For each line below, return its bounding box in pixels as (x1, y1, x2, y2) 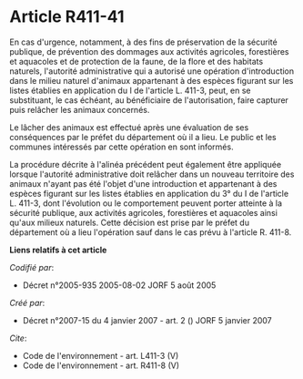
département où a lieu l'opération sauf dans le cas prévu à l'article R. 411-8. (9, 226, 292, 238)
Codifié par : (9, 261, 55, 272)
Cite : (9, 333, 27, 343)
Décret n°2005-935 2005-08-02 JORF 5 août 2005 (22, 280, 217, 291)
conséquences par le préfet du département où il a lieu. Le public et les (9, 131, 277, 142)
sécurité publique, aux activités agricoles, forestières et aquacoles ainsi (9, 207, 278, 218)
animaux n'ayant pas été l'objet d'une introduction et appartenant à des (9, 178, 278, 189)
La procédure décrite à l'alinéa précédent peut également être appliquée (9, 159, 282, 169)
